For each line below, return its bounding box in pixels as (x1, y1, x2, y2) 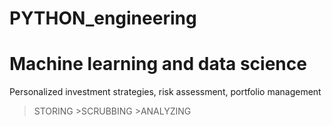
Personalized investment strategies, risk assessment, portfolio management (9, 86, 322, 98)
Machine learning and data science (9, 53, 307, 76)
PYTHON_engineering (9, 7, 197, 30)
